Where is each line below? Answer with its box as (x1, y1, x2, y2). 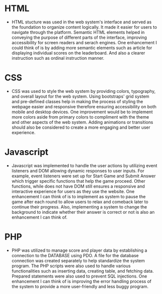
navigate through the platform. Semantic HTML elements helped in (11, 29, 145, 35)
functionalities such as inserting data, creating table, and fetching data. (11, 268, 154, 274)
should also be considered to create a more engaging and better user (11, 124, 151, 130)
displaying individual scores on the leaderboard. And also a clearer (11, 50, 146, 56)
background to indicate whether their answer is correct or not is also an (11, 209, 155, 215)
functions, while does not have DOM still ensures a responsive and (11, 183, 145, 189)
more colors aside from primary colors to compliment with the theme (11, 114, 149, 120)
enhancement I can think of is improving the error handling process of (11, 278, 151, 284)
